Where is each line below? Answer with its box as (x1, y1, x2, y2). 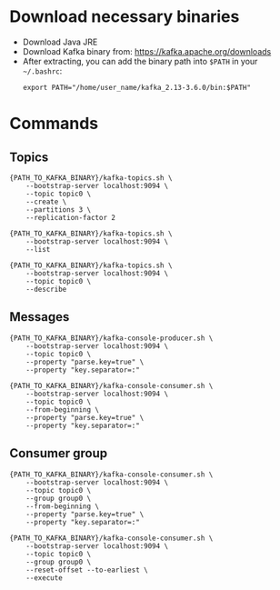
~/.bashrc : (22, 65, 63, 76)
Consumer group (9, 445, 108, 461)
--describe (25, 285, 67, 294)
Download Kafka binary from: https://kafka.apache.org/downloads (22, 45, 272, 56)
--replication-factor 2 (25, 213, 116, 222)
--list (25, 245, 51, 254)
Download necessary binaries (9, 6, 240, 27)
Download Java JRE (22, 36, 98, 47)
